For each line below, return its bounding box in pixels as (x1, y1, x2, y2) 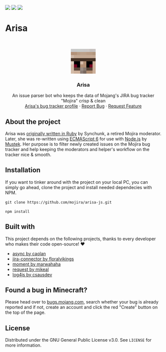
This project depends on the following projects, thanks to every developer (5, 236, 156, 242)
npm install (5, 209, 30, 214)
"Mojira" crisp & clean (61, 98, 106, 104)
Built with (5, 223, 35, 231)
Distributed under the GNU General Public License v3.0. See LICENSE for (5, 337, 152, 343)
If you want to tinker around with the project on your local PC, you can (5, 179, 148, 185)
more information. (5, 342, 42, 349)
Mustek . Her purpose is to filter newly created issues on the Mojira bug (5, 141, 150, 147)
